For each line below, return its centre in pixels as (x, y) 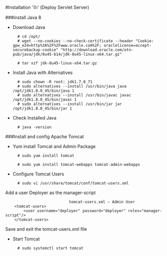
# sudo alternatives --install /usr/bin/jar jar (70, 104)
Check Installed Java (35, 118)
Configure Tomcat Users (38, 174)
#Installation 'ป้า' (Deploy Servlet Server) (47, 7)
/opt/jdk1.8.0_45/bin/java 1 (43, 91)
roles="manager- (145, 211)
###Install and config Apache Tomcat (45, 137)
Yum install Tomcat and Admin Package (54, 146)
